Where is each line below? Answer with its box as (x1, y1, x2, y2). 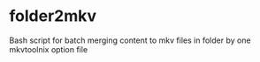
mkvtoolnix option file (9, 44, 88, 54)
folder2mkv (9, 6, 97, 26)
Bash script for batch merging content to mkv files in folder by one (9, 35, 251, 45)
